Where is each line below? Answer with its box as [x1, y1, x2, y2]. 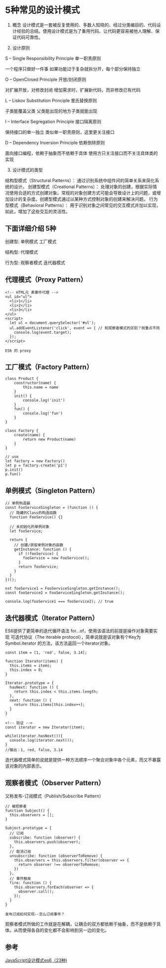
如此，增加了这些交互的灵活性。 [5, 208, 70, 214]
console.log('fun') [23, 411, 63, 416]
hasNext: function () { [9, 685, 58, 690]
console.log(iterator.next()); [9, 738, 74, 743]
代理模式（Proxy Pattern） [5, 276, 87, 284]
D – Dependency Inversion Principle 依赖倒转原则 [5, 139, 105, 145]
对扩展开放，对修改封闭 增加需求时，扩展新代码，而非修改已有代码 [5, 87, 141, 93]
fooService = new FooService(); [23, 556, 90, 561]
